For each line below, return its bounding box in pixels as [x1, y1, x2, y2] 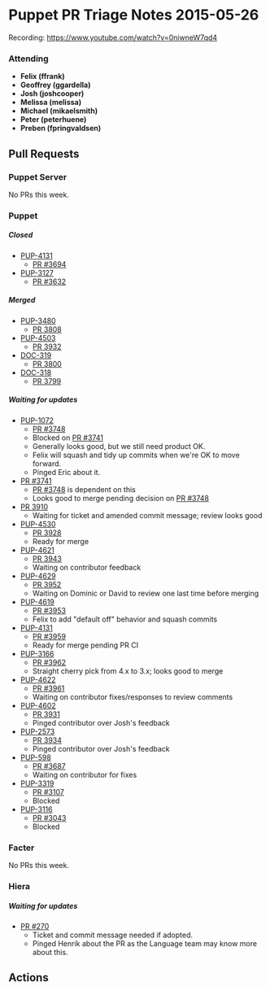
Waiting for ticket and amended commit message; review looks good [32, 510, 263, 520]
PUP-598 [20, 752, 51, 762]
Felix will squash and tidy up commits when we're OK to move [32, 450, 240, 460]
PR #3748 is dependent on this [32, 484, 136, 494]
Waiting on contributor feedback [32, 562, 142, 572]
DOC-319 [20, 350, 52, 360]
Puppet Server [8, 171, 67, 182]
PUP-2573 [20, 726, 55, 736]
